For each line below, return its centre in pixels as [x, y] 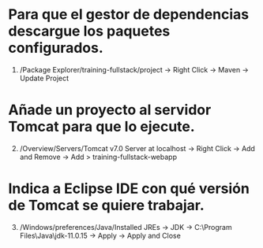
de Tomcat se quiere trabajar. [107, 205]
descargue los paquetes [89, 31]
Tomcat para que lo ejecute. [101, 127]
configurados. [56, 48]
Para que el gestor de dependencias [129, 15]
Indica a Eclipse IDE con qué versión [129, 189]
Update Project [44, 78]
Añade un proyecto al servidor [110, 110]
